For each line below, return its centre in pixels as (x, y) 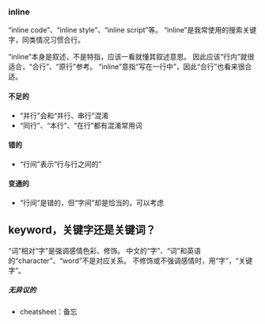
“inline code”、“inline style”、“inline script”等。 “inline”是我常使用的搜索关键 (132, 30)
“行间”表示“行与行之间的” (61, 164)
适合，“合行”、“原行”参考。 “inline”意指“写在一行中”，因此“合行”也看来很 (127, 67)
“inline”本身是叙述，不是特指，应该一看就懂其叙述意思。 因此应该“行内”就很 (131, 57)
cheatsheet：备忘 (48, 311)
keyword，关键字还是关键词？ (82, 230)
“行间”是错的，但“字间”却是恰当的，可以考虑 (92, 202)
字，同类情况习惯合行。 (46, 40)
